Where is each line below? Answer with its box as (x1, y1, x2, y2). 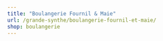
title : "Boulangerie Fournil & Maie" (7, 10, 117, 17)
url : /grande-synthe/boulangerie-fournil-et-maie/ (7, 17, 157, 24)
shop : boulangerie (7, 23, 60, 30)
